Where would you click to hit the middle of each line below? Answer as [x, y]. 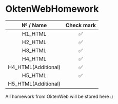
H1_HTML [34, 34]
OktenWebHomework [52, 9]
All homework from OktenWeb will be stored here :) [59, 96]
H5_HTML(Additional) [34, 84]
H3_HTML [34, 50]
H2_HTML [34, 42]
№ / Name [34, 25]
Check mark [81, 25]
